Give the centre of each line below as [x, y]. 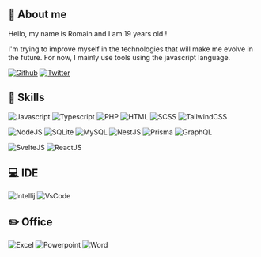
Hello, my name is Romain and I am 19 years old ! [88, 33]
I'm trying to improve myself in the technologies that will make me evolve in [130, 49]
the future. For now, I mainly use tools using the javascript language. [119, 57]
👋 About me [38, 15]
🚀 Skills [26, 98]
